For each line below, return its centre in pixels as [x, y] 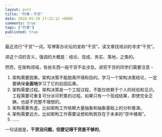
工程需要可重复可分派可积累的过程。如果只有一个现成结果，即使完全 [80, 96]
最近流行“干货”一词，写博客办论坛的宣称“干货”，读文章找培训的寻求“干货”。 [81, 46]
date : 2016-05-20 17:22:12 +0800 [39, 18]
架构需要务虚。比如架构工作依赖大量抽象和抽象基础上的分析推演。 [78, 108]
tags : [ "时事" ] [20, 28]
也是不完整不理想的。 [42, 102]
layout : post [18, 9]
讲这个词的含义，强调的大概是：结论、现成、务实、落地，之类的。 [71, 57]
